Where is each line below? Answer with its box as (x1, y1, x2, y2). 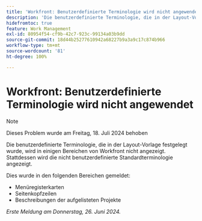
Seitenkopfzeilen (14, 190, 57, 197)
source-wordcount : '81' (6, 48, 66, 54)
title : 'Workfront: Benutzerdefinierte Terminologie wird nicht (6, 8, 171, 15)
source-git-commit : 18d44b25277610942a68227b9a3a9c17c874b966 (6, 37, 165, 43)
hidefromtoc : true (6, 20, 52, 26)
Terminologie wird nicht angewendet (6, 98, 194, 111)
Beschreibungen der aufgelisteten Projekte (14, 196, 121, 204)
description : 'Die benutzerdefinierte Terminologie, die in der (6, 14, 171, 20)
